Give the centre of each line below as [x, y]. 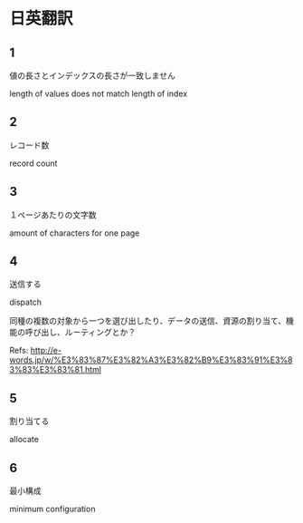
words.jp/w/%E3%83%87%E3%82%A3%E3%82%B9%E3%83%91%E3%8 [151, 360]
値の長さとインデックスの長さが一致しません [93, 75]
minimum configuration [52, 509]
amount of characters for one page [75, 233]
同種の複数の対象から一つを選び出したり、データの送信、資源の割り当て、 [148, 321]
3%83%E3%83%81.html [56, 370]
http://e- [46, 351]
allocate [24, 440]
